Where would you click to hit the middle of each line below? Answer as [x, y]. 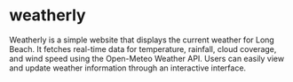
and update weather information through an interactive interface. [128, 68]
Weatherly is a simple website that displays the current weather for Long [142, 40]
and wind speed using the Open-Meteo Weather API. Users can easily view [147, 58]
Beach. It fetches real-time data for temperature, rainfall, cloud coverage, [143, 48]
